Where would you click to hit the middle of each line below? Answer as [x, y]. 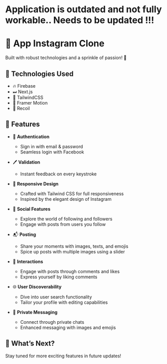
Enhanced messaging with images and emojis [68, 327]
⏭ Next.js [23, 92]
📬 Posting [24, 234]
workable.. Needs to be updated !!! [80, 20]
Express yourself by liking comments [59, 277]
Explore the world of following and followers [66, 219]
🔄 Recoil [21, 108]
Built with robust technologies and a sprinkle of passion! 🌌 [66, 58]
